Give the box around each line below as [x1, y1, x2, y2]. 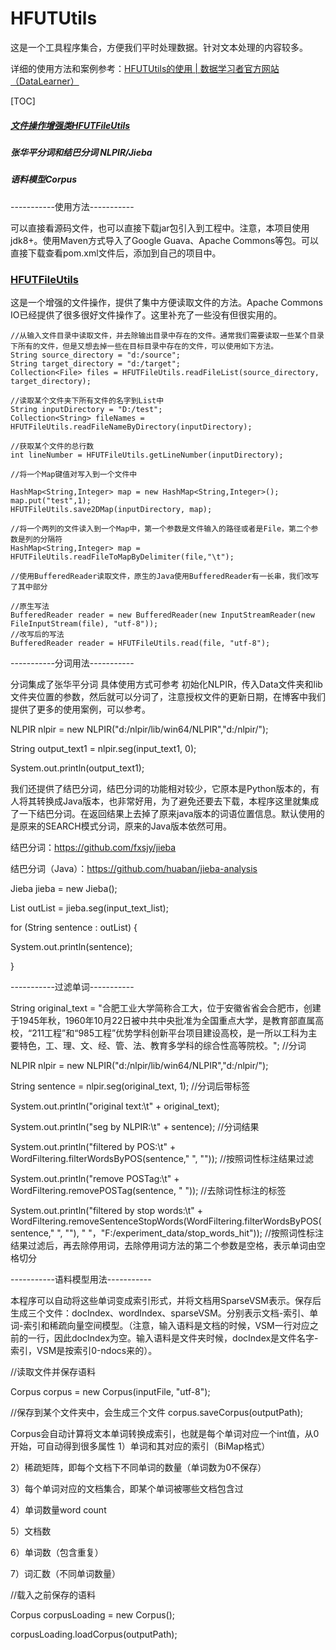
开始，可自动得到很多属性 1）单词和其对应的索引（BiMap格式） [10, 1440, 271, 1452]
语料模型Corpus [10, 173, 78, 186]
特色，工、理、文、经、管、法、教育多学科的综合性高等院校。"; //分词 [18, 1039, 307, 1051]
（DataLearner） [10, 75, 80, 87]
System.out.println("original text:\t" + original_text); [10, 1100, 220, 1112]
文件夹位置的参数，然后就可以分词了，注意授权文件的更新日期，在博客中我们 [10, 690, 326, 702]
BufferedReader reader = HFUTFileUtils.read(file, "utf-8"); [10, 638, 271, 648]
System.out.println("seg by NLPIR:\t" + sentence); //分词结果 [10, 1120, 260, 1132]
